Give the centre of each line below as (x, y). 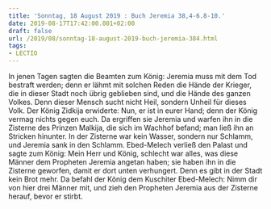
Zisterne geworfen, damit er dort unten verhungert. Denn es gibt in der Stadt (135, 171)
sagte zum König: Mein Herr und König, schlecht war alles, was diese (123, 153)
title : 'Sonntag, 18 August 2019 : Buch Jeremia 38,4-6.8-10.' (117, 16)
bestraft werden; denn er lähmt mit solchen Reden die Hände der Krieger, (130, 85)
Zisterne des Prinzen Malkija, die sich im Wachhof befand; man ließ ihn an (131, 127)
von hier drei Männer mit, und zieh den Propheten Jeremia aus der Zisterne (133, 188)
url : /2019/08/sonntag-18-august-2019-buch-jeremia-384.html (113, 38)
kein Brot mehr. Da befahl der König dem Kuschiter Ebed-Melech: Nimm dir (133, 179)
